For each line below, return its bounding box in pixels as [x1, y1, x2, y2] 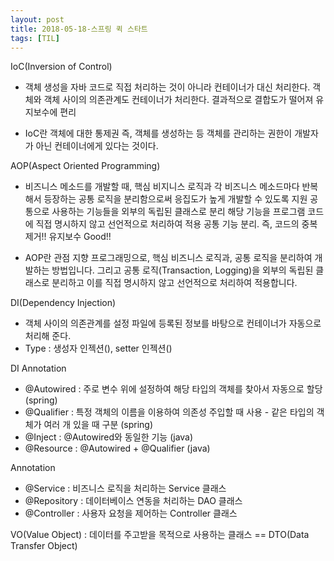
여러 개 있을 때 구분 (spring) [43, 419, 154, 431]
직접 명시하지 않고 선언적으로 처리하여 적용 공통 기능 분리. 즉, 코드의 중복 [35, 218, 318, 230]
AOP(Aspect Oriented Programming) [10, 160, 161, 172]
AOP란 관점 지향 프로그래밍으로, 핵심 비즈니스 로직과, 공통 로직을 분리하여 [24, 252, 313, 264]
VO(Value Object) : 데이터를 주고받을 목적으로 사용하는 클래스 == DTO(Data [10, 529, 310, 541]
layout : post [10, 14, 65, 25]
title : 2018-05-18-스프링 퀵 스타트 [10, 24, 148, 34]
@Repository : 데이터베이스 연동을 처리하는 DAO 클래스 [24, 495, 243, 507]
